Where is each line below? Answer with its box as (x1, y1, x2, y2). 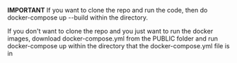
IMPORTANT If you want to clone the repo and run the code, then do (7, 6, 208, 14)
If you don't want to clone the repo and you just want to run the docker (7, 27, 214, 35)
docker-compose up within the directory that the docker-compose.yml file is (7, 42, 230, 50)
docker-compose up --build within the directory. (7, 13, 149, 22)
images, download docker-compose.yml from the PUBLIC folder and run (7, 34, 218, 43)
